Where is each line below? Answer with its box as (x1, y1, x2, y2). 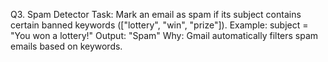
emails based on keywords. (10, 40, 123, 52)
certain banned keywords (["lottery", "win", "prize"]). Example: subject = (10, 19, 309, 31)
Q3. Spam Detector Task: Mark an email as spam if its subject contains (10, 9, 302, 20)
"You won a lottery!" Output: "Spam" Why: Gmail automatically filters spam (10, 30, 319, 41)
